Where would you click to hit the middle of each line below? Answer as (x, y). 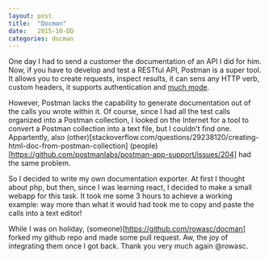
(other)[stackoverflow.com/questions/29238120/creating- (163, 138)
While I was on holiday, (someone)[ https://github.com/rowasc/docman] (127, 229)
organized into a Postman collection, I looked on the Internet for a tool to (128, 120)
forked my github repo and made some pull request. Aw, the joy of (118, 238)
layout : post (30, 16)
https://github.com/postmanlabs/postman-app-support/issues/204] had (131, 155)
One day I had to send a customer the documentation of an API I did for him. (135, 62)
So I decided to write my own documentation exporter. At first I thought (126, 179)
